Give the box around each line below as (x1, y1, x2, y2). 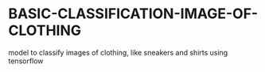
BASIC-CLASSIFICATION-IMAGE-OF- (8, 5, 259, 23)
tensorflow (8, 56, 44, 66)
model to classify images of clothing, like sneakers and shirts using (8, 47, 228, 57)
